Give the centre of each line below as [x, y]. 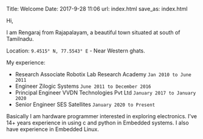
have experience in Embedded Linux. [53, 129]
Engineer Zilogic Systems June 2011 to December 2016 [83, 86]
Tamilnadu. [20, 39]
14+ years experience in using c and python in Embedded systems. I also [98, 123]
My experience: [26, 62]
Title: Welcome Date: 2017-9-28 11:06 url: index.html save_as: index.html [97, 9]
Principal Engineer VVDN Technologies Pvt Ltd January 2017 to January [105, 93]
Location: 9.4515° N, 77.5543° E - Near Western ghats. [76, 51]
